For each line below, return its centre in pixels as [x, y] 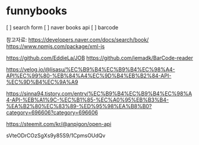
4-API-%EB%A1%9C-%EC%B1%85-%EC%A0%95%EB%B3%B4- [88, 100]
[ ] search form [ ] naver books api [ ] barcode [62, 27]
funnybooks [37, 11]
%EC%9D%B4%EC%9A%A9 [42, 82]
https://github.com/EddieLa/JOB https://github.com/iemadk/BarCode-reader [100, 58]
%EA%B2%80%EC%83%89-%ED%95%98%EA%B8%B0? [79, 106]
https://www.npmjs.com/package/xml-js [56, 46]
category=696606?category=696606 [52, 112]
